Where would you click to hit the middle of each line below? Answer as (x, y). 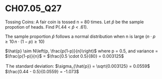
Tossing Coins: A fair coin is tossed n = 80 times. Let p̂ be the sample (74, 22)
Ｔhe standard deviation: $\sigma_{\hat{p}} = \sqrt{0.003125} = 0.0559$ (78, 66)
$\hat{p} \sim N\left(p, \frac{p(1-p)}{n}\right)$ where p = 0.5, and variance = (81, 51)
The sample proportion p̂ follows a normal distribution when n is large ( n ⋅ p (80, 36)
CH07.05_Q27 (33, 8)
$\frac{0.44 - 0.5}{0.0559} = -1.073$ (42, 71)
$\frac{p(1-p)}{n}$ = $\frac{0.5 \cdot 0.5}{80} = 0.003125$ (64, 56)
